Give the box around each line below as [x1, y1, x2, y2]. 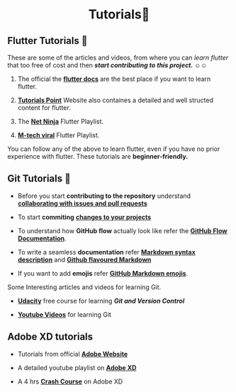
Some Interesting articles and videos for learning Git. [7, 283, 162, 291]
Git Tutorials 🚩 [7, 173, 71, 185]
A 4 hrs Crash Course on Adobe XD [17, 377, 123, 386]
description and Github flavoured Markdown [17, 255, 152, 264]
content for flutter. [17, 103, 71, 112]
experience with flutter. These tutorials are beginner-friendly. [7, 152, 189, 160]
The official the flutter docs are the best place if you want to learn [17, 74, 211, 83]
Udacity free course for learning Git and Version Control [17, 296, 185, 305]
